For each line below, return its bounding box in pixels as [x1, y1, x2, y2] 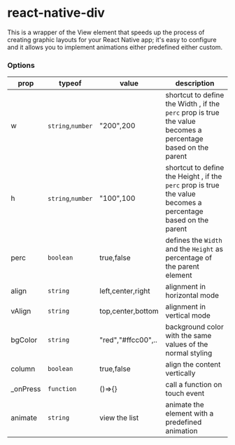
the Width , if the [165, 99, 220, 109]
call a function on [165, 380, 222, 390]
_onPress [10, 384, 41, 394]
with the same [165, 331, 212, 341]
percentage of [165, 253, 212, 263]
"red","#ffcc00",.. [99, 335, 157, 345]
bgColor [10, 335, 38, 345]
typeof [58, 78, 82, 88]
